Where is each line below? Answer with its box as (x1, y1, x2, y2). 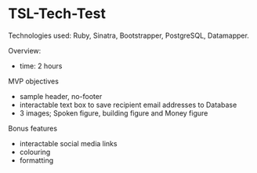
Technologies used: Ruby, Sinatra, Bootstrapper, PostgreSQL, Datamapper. (8, 31, 249, 40)
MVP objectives (8, 76, 59, 86)
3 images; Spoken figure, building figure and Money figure (19, 108, 208, 118)
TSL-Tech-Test (8, 5, 106, 23)
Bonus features (8, 123, 57, 133)
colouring (19, 147, 51, 156)
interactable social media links (19, 138, 118, 148)
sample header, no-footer (19, 91, 103, 101)
